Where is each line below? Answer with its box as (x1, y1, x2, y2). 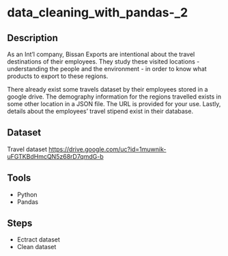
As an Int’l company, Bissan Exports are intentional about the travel (7, 50, 195, 58)
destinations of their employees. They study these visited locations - (7, 57, 200, 66)
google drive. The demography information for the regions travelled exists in (7, 92, 222, 101)
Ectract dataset (16, 235, 60, 244)
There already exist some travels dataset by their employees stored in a (7, 86, 208, 93)
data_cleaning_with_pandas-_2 (7, 5, 188, 21)
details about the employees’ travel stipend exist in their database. (7, 107, 193, 115)
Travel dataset (7, 145, 48, 153)
